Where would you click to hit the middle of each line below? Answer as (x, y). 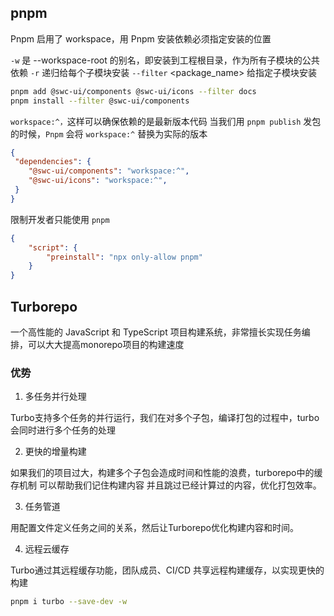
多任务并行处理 (55, 397)
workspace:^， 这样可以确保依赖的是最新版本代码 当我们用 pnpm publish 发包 (166, 121)
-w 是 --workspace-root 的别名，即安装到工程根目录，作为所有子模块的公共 (165, 60)
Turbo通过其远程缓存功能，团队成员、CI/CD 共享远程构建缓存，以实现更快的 (167, 570)
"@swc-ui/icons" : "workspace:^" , (98, 181)
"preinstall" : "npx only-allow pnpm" (124, 257)
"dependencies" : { (53, 162)
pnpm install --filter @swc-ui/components (100, 101)
